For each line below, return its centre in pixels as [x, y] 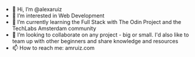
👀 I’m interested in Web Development [58, 16]
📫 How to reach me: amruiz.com [53, 48]
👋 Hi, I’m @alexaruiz [37, 9]
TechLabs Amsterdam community [54, 28]
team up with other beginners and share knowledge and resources [95, 41]
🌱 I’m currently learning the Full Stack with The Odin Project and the [97, 22]
